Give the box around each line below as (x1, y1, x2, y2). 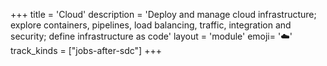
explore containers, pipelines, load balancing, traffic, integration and (10, 19, 292, 31)
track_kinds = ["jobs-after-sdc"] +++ (10, 45, 162, 56)
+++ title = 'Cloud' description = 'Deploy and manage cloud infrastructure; (10, 9, 317, 20)
